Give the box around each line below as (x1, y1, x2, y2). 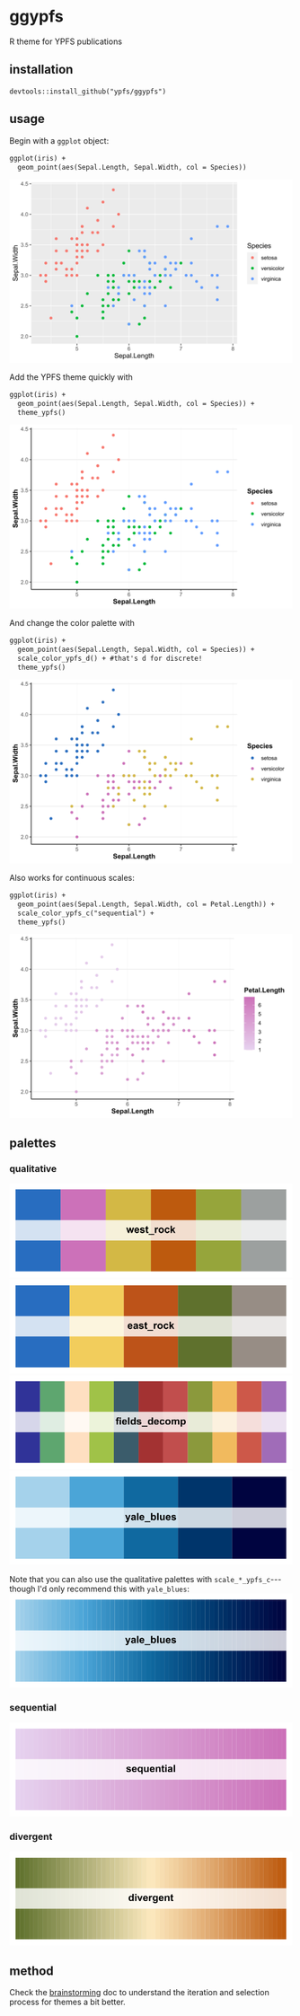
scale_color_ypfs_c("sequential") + (17, 909, 154, 918)
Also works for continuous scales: (9, 872, 135, 883)
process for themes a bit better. (9, 1996, 126, 2008)
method (9, 1963, 54, 1978)
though (9, 1583, 36, 1594)
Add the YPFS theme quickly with (9, 372, 133, 383)
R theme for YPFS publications (9, 36, 123, 47)
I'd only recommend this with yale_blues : (37, 1583, 190, 1594)
